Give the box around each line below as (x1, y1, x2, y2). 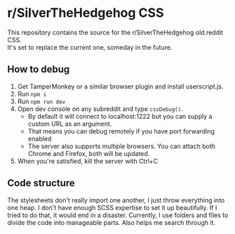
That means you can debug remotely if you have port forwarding (27, 126, 215, 135)
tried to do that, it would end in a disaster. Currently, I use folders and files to (7, 211, 229, 219)
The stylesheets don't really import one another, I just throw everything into (7, 195, 225, 204)
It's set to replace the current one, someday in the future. (7, 43, 173, 51)
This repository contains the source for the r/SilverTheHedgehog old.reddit (7, 28, 223, 37)
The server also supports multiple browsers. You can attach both (27, 142, 216, 150)
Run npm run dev (17, 97, 66, 105)
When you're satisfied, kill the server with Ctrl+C (17, 157, 159, 165)
